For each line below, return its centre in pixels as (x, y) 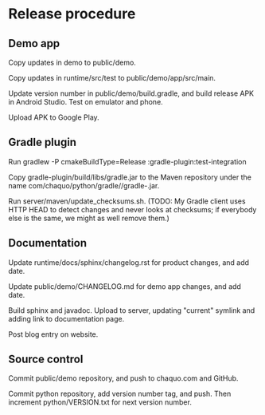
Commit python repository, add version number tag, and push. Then (120, 394)
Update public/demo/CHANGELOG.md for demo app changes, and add (125, 286)
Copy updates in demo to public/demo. (72, 62)
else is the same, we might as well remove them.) (89, 218)
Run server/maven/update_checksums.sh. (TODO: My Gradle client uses (127, 201)
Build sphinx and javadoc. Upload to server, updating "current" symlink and (132, 310)
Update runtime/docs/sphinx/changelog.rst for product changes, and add (129, 262)
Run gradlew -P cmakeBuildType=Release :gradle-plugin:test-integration (127, 161)
